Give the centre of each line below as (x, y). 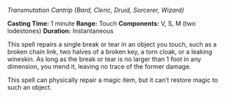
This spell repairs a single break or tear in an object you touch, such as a (112, 44)
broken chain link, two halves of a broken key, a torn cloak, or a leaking (110, 52)
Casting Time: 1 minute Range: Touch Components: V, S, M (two (102, 23)
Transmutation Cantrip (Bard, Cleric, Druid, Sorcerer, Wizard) (96, 10)
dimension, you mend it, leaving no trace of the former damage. (99, 66)
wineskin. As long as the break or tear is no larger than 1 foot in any (104, 59)
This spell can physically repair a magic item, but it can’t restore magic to (113, 80)
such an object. (30, 87)
